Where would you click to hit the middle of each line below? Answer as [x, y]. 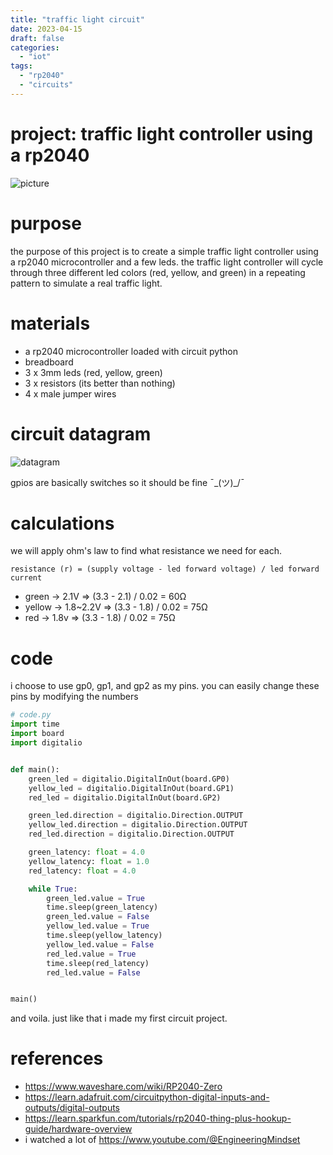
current [26, 578]
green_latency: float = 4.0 [86, 852]
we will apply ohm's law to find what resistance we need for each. [146, 551]
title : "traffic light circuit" [77, 19]
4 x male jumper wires [70, 393]
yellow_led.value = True [98, 926]
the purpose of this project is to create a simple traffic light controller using [164, 251]
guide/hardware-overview [78, 1129]
